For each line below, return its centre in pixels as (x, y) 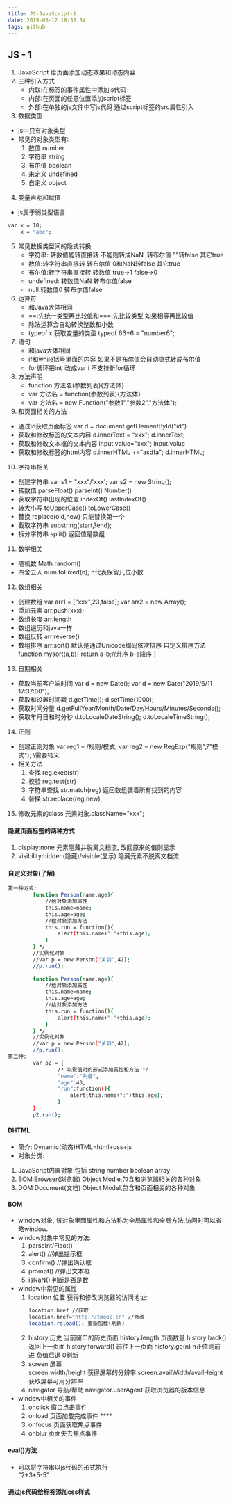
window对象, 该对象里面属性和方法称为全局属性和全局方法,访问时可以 (117, 1221)
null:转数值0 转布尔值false (65, 289)
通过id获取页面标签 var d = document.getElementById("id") (102, 426)
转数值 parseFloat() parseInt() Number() (75, 490)
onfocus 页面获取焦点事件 (65, 1424)
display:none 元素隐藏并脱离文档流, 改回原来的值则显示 (96, 847)
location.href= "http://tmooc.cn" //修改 (86, 1317)
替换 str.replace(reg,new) (64, 798)
